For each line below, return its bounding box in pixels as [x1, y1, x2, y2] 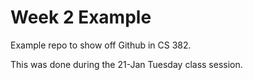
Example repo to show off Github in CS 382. [10, 39, 192, 51]
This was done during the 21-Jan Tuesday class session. [10, 58, 243, 70]
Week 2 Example [10, 6, 152, 29]
